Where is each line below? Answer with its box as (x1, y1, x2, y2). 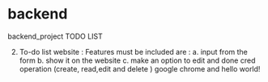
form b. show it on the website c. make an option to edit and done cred (19, 55, 256, 65)
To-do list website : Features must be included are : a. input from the (19, 47, 249, 56)
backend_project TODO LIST (7, 31, 103, 41)
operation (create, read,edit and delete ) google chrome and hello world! (19, 64, 261, 73)
